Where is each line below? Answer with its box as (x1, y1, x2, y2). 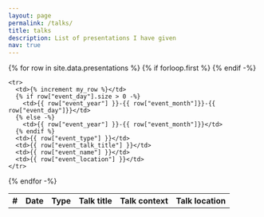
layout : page (8, 11, 52, 20)
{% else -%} (15, 113, 56, 122)
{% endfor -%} (8, 176, 57, 186)
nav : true (8, 41, 41, 49)
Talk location (175, 195, 226, 207)
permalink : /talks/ (8, 19, 73, 27)
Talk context (120, 195, 169, 207)
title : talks (8, 26, 52, 34)
